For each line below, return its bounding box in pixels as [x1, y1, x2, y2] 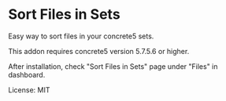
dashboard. [8, 70, 46, 79]
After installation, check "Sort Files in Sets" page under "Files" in [8, 61, 218, 71]
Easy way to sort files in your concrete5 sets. [8, 31, 154, 41]
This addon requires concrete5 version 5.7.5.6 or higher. [8, 46, 190, 56]
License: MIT [8, 85, 50, 95]
